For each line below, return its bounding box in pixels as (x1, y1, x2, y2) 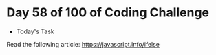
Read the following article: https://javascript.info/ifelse (6, 40, 160, 48)
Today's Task (16, 27, 54, 35)
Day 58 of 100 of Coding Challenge (6, 5, 210, 20)
